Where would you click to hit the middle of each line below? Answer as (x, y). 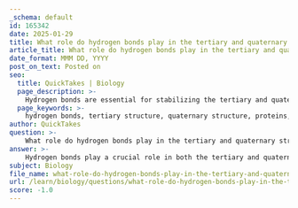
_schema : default (41, 17)
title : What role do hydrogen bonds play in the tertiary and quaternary (149, 42)
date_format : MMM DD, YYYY (59, 58)
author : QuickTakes (45, 125)
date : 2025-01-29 (41, 34)
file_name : (29, 173)
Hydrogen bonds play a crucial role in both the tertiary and (142, 157)
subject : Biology (41, 166)
